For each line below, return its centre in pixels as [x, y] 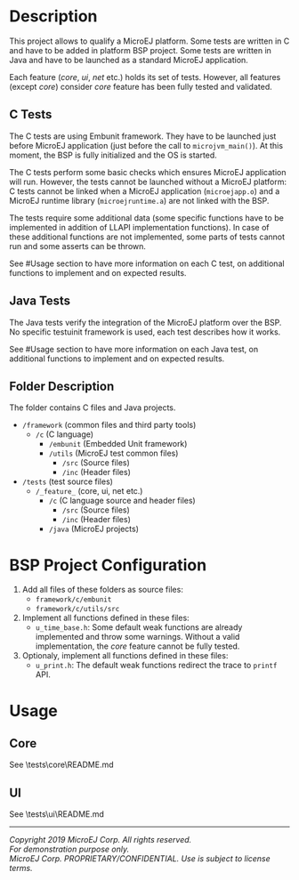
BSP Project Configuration [108, 565]
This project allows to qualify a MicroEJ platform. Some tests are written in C [149, 41]
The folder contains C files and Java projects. [93, 408]
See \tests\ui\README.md [57, 814]
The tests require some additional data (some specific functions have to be [147, 218]
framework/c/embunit [73, 600]
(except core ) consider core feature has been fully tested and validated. [141, 86]
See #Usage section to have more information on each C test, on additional [147, 263]
